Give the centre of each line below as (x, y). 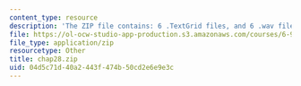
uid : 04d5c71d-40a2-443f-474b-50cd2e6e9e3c (92, 68)
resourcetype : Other (48, 51)
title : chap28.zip (43, 59)
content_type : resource (54, 17)
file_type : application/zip (62, 43)
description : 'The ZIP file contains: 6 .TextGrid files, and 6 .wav (142, 26)
